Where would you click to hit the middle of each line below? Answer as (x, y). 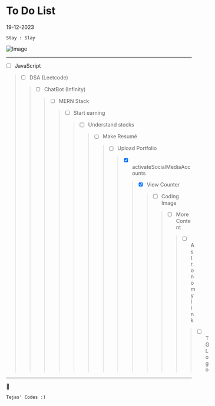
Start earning (89, 113)
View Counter (163, 184)
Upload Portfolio (137, 148)
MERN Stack (74, 101)
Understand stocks (111, 125)
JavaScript (28, 65)
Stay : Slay (21, 38)
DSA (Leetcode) (49, 77)
